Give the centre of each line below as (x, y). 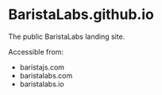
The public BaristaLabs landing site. (67, 36)
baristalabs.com (46, 75)
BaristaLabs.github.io (81, 15)
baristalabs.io (42, 84)
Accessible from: (36, 51)
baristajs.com (42, 67)
